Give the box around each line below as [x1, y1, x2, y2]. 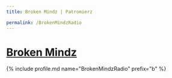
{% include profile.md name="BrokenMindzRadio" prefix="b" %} [6, 65, 167, 73]
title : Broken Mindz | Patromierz [6, 8, 93, 15]
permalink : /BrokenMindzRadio [6, 19, 82, 26]
